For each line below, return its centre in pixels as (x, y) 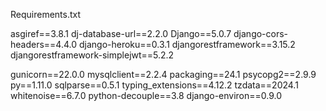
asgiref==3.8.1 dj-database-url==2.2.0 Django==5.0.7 (121, 33)
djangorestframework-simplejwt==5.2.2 (92, 55)
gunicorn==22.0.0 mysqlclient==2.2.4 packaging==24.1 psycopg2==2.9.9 (163, 74)
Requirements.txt (46, 14)
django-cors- (261, 33)
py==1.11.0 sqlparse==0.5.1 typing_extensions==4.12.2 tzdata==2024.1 (154, 85)
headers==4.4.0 (44, 44)
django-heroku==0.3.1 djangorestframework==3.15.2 (187, 44)
